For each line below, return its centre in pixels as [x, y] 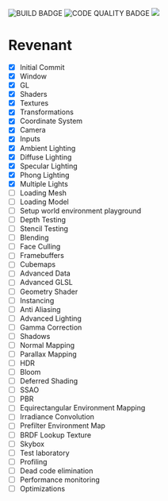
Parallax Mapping [48, 354]
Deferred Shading [49, 381]
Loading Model [44, 202]
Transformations [46, 112]
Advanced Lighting [50, 318]
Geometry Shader [49, 291]
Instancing [37, 300]
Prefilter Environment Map [62, 426]
